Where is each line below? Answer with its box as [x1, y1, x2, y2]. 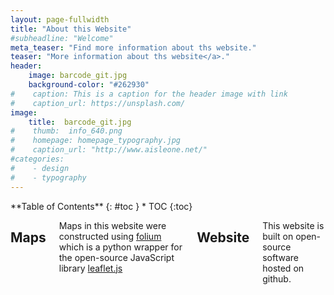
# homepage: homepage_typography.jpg [10, 136, 182, 146]
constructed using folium [58, 230, 162, 242]
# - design [10, 163, 70, 173]
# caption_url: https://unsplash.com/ [10, 98, 186, 108]
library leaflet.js [58, 262, 123, 274]
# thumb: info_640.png [10, 126, 123, 136]
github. [262, 272, 292, 285]
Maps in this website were [58, 219, 167, 231]
